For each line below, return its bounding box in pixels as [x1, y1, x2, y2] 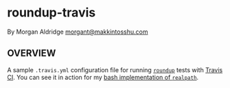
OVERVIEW [7, 47, 56, 59]
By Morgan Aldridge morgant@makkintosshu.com [7, 27, 148, 36]
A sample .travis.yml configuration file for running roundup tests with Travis [7, 65, 223, 74]
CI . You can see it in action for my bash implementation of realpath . [7, 73, 199, 81]
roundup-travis [7, 5, 96, 21]
